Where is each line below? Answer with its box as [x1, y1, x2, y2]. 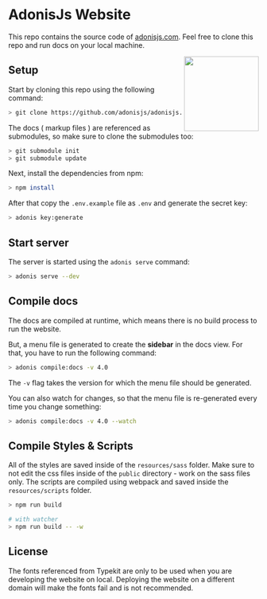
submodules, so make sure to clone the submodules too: [8, 131, 194, 141]
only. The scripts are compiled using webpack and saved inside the [8, 477, 229, 487]
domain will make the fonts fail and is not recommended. [8, 583, 193, 593]
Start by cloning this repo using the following [8, 84, 155, 94]
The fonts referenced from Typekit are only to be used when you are [8, 566, 233, 575]
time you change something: [8, 401, 102, 411]
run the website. [8, 324, 62, 334]
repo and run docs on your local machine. [8, 40, 145, 49]
